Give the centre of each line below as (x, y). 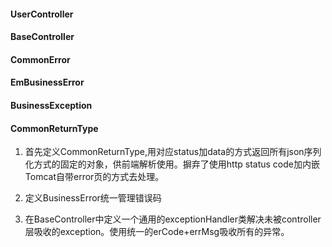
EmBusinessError (47, 82)
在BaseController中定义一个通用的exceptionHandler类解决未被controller (173, 219)
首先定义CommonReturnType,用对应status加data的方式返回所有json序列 (173, 152)
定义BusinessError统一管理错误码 (93, 198)
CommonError (40, 59)
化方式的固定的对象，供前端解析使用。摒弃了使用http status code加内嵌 (172, 164)
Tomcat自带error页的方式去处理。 (94, 177)
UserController (42, 14)
